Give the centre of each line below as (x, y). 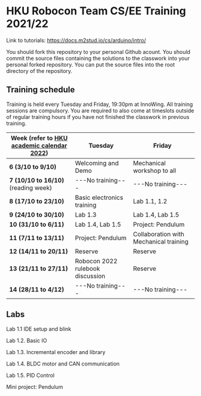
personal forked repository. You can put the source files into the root (91, 65)
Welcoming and (97, 163)
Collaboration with (159, 234)
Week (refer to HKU (39, 138)
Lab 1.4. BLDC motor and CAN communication (63, 364)
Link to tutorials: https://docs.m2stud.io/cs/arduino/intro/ (76, 40)
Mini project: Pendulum (35, 386)
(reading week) (31, 188)
